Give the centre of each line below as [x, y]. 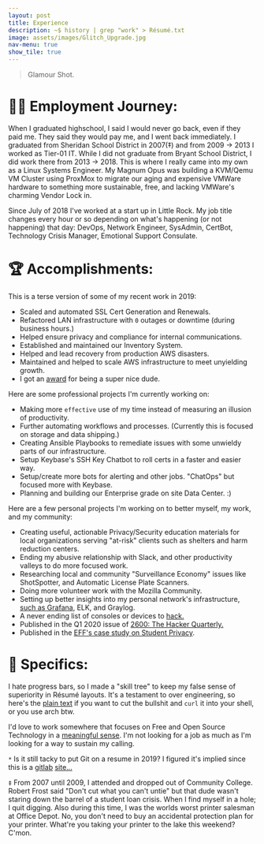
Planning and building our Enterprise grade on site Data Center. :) [125, 493]
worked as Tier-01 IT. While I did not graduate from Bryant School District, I [130, 153]
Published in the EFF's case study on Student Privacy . [107, 633]
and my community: [41, 517]
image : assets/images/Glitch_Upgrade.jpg [77, 37]
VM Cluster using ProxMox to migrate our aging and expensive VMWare [125, 178]
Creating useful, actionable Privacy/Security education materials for [130, 532]
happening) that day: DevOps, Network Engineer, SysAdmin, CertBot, [121, 227]
